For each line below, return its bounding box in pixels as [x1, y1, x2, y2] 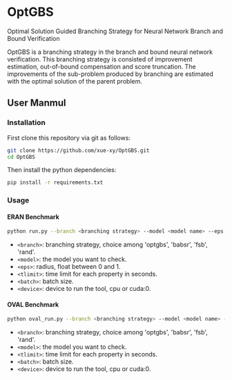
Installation [7, 118, 46, 128]
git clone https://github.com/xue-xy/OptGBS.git [7, 146, 150, 154]
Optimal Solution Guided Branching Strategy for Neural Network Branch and [7, 27, 223, 35]
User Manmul [7, 97, 66, 109]
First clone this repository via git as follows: [7, 133, 131, 142]
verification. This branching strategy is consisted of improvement [7, 55, 193, 63]
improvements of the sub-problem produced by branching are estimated [7, 70, 213, 78]
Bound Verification [7, 34, 60, 42]
